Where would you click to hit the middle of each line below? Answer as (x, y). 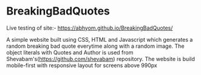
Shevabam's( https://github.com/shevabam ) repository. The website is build (101, 59)
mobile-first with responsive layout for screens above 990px (82, 65)
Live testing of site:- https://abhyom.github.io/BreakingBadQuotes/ (90, 28)
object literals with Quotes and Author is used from (70, 52)
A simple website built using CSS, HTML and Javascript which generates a (100, 39)
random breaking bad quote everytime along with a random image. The (95, 46)
